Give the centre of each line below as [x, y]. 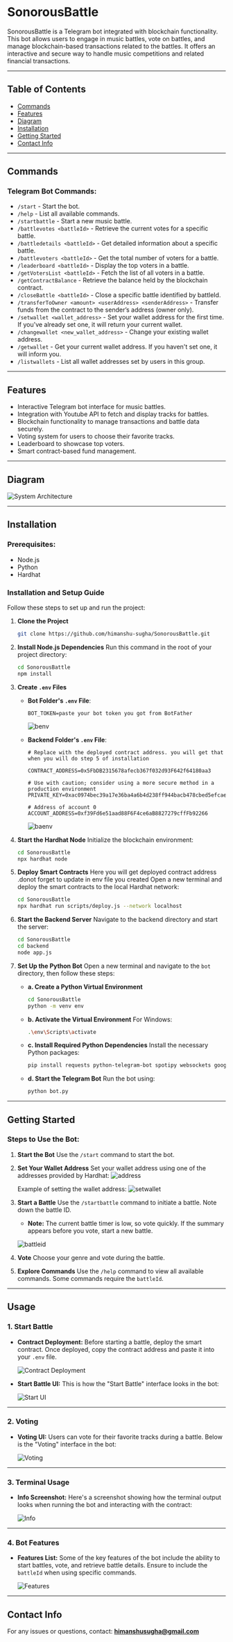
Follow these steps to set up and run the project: [76, 608]
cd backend [33, 946]
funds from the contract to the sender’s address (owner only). [105, 310]
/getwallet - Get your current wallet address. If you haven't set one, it [117, 347]
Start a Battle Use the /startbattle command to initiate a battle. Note [117, 1202]
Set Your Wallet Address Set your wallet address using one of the [112, 1168]
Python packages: [53, 1053]
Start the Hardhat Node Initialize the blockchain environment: [105, 840]
